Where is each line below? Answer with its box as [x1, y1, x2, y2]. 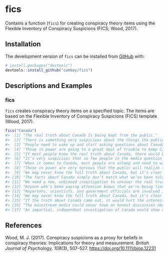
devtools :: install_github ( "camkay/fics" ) [5, 68, 93, 73]
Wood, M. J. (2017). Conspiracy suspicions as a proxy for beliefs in [5, 234, 143, 240]
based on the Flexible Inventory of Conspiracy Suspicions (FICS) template [5, 113, 157, 119]
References [5, 221, 42, 230]
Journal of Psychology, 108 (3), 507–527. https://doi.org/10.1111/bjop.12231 [5, 245, 156, 251]
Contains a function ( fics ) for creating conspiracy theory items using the [5, 20, 155, 26]
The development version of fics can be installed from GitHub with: [5, 53, 145, 59]
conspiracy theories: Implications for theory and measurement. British [5, 239, 149, 246]
